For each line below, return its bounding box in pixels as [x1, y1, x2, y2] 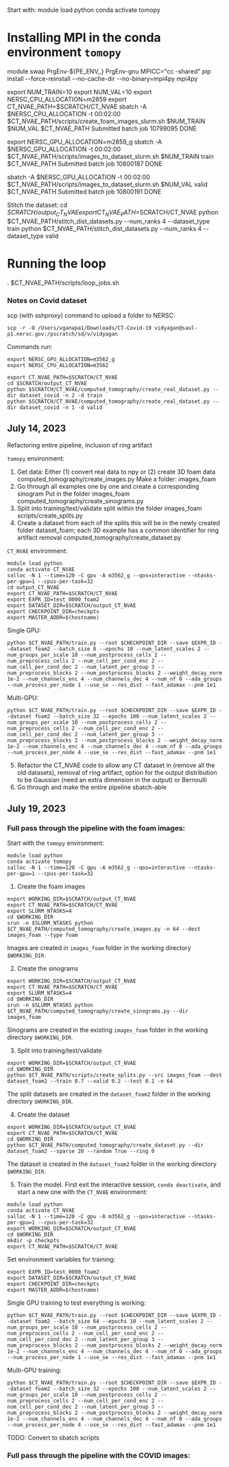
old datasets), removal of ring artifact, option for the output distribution [16, 768, 217, 776]
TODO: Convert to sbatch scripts [7, 1433, 99, 1442]
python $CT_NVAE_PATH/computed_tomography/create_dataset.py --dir [7, 1142, 204, 1149]
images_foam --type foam [7, 931, 78, 939]
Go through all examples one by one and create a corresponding [16, 482, 200, 490]
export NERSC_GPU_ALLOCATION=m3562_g [7, 355, 115, 363]
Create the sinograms [16, 964, 79, 973]
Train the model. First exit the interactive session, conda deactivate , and [16, 1180, 221, 1189]
